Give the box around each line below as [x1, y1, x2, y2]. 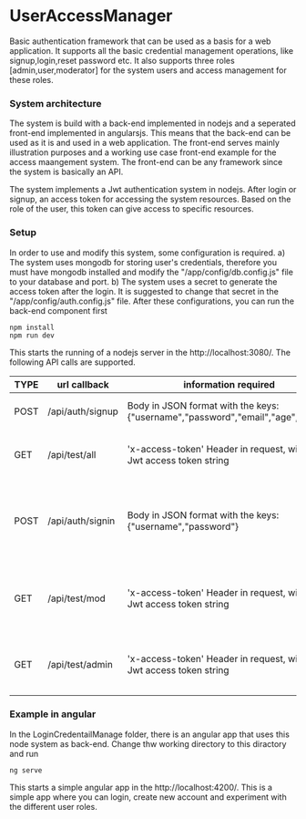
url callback [56, 378, 109, 390]
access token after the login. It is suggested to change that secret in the [9, 285, 280, 296]
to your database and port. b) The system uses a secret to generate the [9, 275, 278, 287]
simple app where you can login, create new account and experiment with [9, 791, 287, 803]
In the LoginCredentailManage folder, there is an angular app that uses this [9, 729, 290, 740]
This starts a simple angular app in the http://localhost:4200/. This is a [9, 782, 273, 793]
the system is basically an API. [9, 166, 124, 178]
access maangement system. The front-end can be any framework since [9, 157, 283, 168]
